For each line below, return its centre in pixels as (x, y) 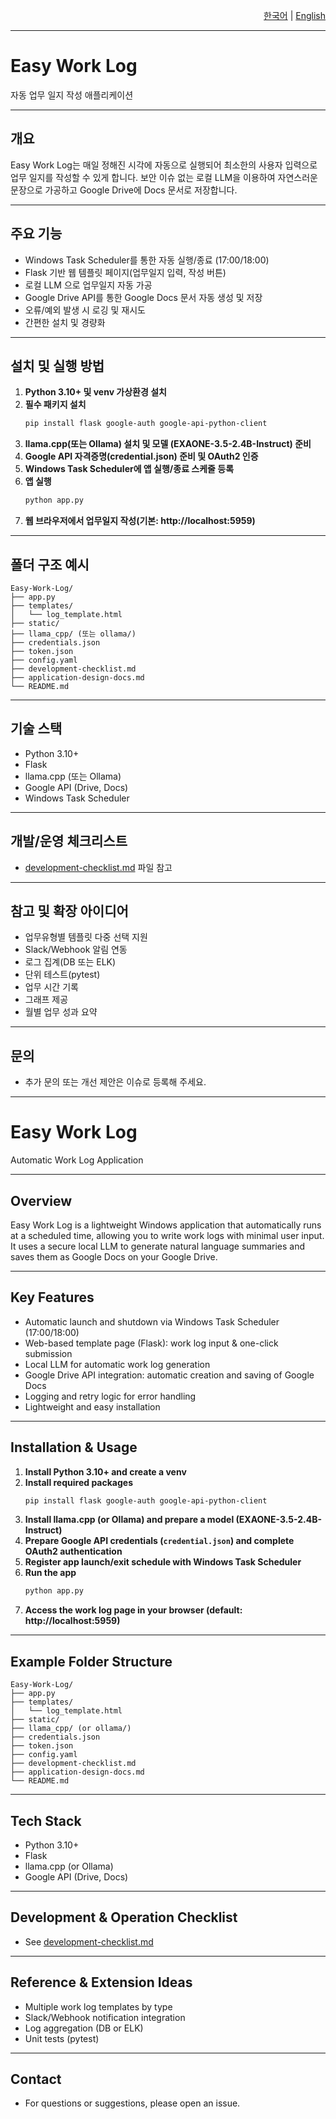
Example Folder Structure (91, 1661)
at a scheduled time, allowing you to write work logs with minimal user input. (167, 1235)
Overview (41, 1200)
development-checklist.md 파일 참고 (98, 867)
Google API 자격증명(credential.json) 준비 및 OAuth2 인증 (141, 456)
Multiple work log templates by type (98, 2006)
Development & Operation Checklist (124, 1917)
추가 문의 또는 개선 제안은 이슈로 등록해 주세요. (115, 1082)
